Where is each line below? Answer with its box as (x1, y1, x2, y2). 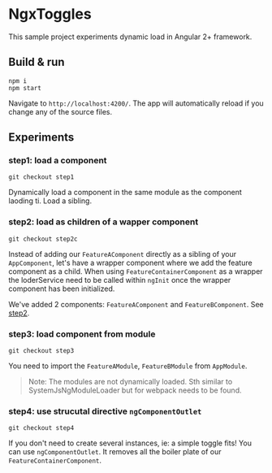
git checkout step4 (8, 424, 75, 432)
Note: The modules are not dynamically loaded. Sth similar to (28, 377, 233, 387)
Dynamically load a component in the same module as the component (8, 188, 242, 197)
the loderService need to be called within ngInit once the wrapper (8, 275, 231, 284)
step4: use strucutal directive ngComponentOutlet (8, 406, 202, 417)
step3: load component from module (8, 328, 156, 340)
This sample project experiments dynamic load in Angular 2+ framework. (8, 32, 253, 41)
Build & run (8, 55, 65, 69)
